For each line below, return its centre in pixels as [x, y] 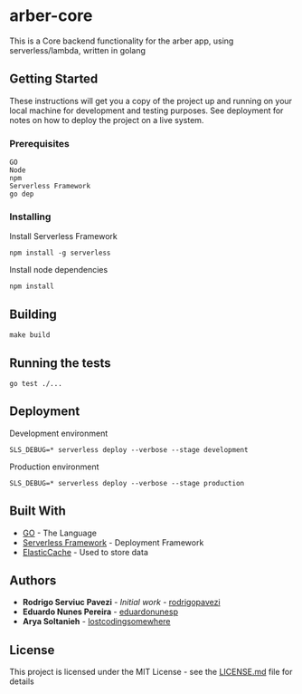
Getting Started [54, 79]
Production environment [54, 467]
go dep [22, 194]
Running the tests [60, 363]
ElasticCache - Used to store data [85, 552]
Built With [38, 511]
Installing [30, 217]
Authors [33, 580]
